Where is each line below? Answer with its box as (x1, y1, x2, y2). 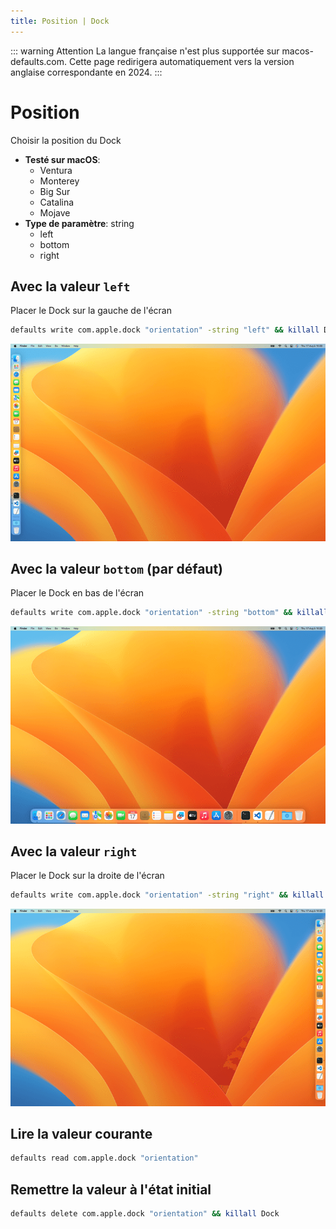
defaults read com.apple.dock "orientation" (10, 1153, 199, 1164)
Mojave (39, 206, 71, 219)
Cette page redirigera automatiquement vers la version (68, 55, 295, 67)
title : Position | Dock (10, 16, 110, 26)
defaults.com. (10, 55, 67, 67)
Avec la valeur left (10, 278, 131, 295)
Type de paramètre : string (24, 217, 135, 229)
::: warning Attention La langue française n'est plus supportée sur (10, 45, 280, 57)
